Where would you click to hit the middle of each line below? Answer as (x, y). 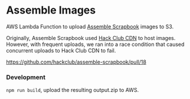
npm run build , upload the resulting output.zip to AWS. (73, 90)
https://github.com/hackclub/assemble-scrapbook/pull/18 (76, 62)
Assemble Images (51, 10)
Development (26, 77)
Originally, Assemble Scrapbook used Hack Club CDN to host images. (91, 38)
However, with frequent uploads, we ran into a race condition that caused (95, 44)
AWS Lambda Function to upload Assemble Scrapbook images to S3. (90, 27)
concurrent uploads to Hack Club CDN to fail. (61, 50)
